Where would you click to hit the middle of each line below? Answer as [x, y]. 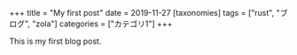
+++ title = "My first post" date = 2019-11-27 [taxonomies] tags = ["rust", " [145, 13]
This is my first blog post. [55, 41]
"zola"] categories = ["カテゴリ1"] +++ [102, 24]
